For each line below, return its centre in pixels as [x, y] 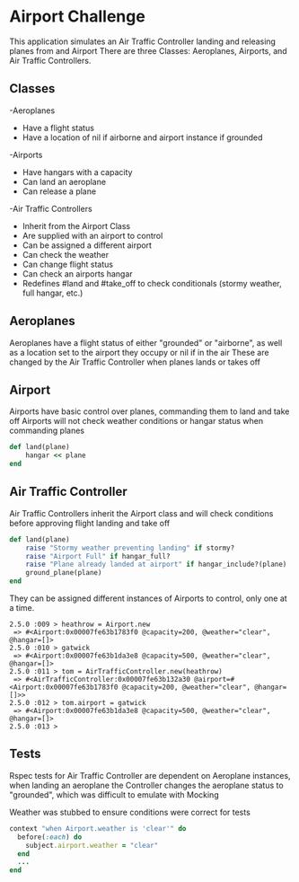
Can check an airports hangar [77, 273]
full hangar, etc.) [53, 293]
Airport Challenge [77, 17]
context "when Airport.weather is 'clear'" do [98, 828]
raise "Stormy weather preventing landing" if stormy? [130, 548]
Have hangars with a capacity [77, 172]
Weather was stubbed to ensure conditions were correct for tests [130, 812]
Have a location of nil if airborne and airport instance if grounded [142, 137]
